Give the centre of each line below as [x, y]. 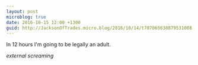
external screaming [30, 56]
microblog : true [26, 17]
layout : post [22, 11]
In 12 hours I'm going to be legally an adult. [59, 45]
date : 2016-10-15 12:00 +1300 [44, 22]
